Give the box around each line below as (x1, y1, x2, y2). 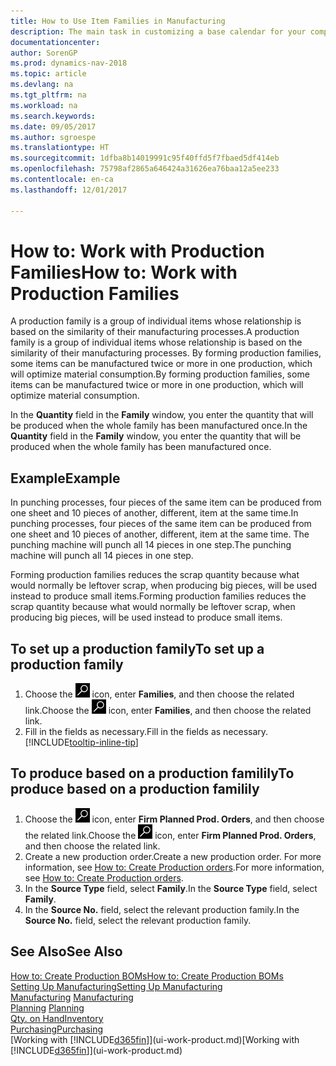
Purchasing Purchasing (10, 1023, 104, 1035)
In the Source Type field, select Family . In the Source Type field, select (24, 882, 318, 894)
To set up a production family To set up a (10, 640, 265, 657)
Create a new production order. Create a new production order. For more (24, 850, 322, 862)
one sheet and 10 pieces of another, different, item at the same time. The (10, 528, 310, 540)
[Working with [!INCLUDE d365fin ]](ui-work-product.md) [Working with (10, 1033, 300, 1045)
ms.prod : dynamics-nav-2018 (10, 58, 128, 69)
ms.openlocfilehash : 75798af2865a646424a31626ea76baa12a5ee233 (10, 164, 280, 174)
